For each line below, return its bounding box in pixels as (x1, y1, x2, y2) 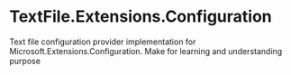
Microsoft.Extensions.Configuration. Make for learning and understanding (9, 45, 283, 56)
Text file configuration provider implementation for (9, 36, 196, 47)
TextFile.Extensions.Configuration (9, 6, 272, 27)
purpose (9, 55, 41, 66)
